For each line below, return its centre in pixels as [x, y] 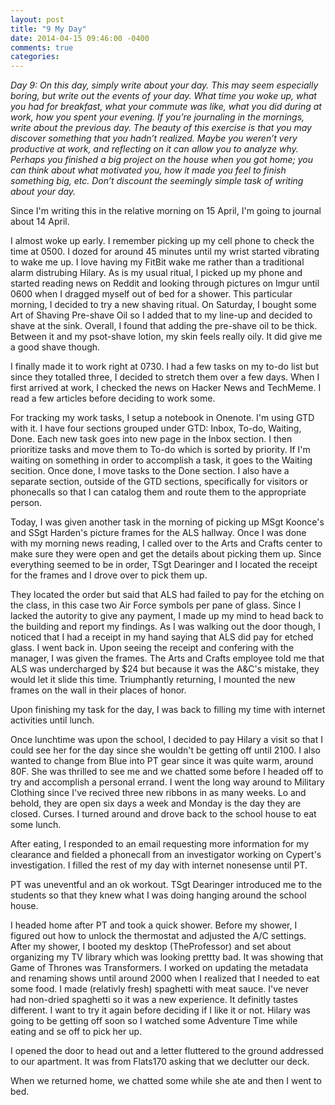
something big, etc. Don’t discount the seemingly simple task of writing [157, 181]
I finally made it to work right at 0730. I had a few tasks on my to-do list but [165, 367]
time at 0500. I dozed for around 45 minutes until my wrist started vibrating [165, 252]
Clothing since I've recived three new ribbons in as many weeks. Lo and [158, 793]
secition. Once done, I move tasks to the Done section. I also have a [150, 471]
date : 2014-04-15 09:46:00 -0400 [80, 38]
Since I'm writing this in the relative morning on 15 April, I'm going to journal [166, 211]
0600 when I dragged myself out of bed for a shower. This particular [151, 294]
